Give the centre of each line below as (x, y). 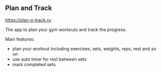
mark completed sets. (34, 64)
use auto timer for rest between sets (49, 59)
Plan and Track (28, 8)
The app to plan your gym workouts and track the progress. (66, 30)
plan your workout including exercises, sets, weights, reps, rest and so (84, 48)
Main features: (20, 39)
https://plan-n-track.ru (28, 20)
